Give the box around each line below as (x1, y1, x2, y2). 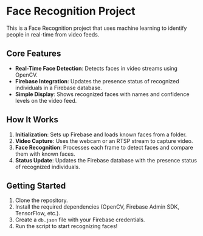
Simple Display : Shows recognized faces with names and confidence (15, 90, 190, 98)
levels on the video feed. (15, 97, 77, 104)
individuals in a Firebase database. (15, 84, 102, 91)
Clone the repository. (15, 196, 68, 204)
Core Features (6, 49, 61, 59)
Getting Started (6, 181, 66, 191)
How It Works (6, 114, 59, 125)
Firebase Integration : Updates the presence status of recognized (15, 77, 179, 85)
